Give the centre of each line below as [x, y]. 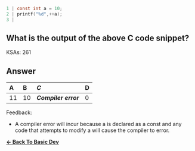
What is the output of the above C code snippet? [98, 38]
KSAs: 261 [19, 52]
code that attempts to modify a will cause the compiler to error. [92, 130]
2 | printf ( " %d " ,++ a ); [34, 14]
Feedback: [19, 112]
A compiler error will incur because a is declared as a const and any [98, 124]
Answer [21, 71]
